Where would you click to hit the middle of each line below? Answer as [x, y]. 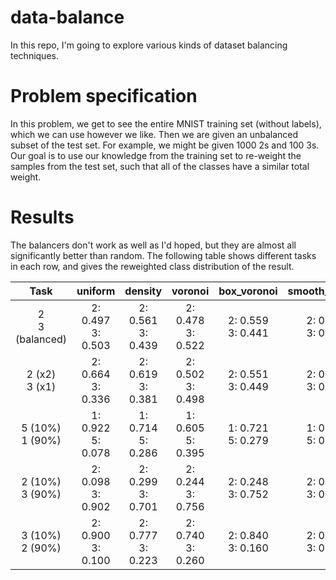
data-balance [67, 17]
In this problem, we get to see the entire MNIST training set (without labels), [166, 123]
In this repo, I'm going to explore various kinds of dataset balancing [149, 45]
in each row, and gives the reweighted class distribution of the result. [152, 266]
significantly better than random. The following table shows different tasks [163, 255]
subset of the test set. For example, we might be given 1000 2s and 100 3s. [165, 145]
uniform [96, 291]
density [143, 291]
